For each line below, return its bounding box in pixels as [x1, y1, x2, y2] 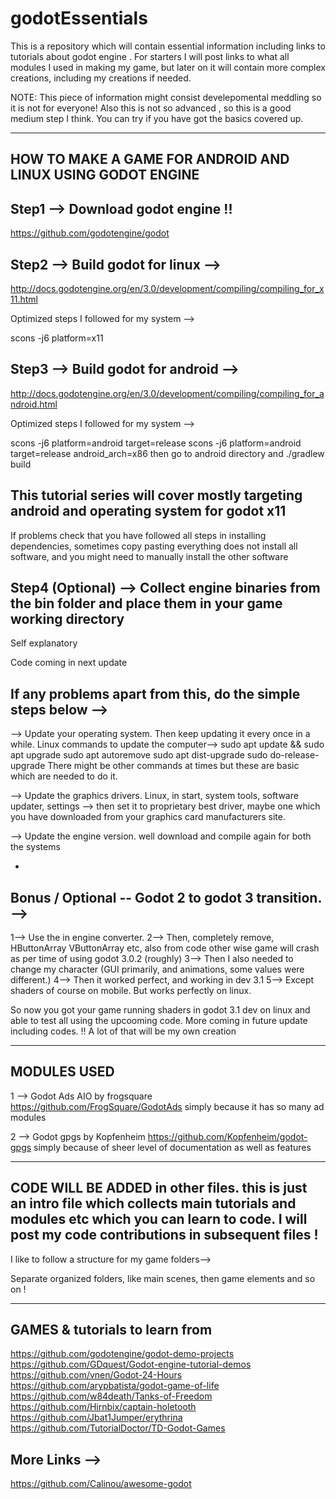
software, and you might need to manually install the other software [10, 550, 289, 562]
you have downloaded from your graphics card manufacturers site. [10, 811, 286, 823]
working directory [10, 610, 125, 627]
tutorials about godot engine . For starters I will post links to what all [10, 50, 290, 62]
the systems [10, 841, 61, 853]
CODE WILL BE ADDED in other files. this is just [10, 1180, 308, 1197]
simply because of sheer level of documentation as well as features [33, 1141, 312, 1153]
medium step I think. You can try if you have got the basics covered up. [10, 112, 304, 124]
